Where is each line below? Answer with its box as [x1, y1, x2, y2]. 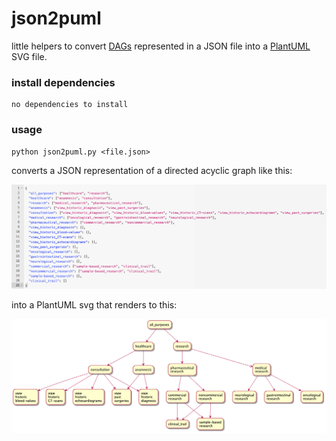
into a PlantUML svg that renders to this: [11, 299, 178, 311]
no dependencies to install [11, 100, 129, 110]
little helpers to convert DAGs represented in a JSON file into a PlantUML [11, 40, 311, 52]
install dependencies [11, 75, 116, 89]
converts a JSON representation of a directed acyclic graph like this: [11, 164, 293, 176]
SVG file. [11, 50, 48, 62]
